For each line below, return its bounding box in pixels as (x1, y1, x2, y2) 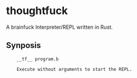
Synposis (6, 40, 41, 50)
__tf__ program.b (16, 56, 59, 62)
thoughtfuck (6, 4, 68, 18)
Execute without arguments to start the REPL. (16, 66, 132, 72)
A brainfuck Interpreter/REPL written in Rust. (6, 23, 113, 30)
